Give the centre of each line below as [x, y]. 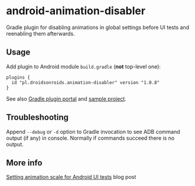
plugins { [18, 77]
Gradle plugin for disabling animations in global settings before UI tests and [98, 27]
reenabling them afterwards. [40, 33]
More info [24, 163]
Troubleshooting [38, 118]
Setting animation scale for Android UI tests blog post [71, 177]
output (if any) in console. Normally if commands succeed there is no [90, 138]
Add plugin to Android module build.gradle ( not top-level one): [84, 66]
